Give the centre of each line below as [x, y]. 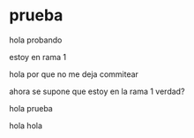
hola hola [26, 126]
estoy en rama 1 [38, 57]
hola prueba [31, 108]
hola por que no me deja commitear [74, 74]
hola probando [36, 40]
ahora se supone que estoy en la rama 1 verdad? [97, 91]
